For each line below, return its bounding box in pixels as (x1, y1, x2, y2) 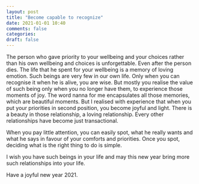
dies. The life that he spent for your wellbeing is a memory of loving (6, 66, 174, 73)
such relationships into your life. (6, 160, 85, 167)
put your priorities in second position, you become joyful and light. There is (6, 105, 192, 111)
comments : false (6, 25, 47, 32)
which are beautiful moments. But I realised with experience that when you (6, 98, 191, 105)
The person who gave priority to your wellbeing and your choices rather (6, 54, 185, 60)
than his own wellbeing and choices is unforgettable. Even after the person (6, 60, 192, 67)
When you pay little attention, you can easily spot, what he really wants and (6, 129, 194, 136)
